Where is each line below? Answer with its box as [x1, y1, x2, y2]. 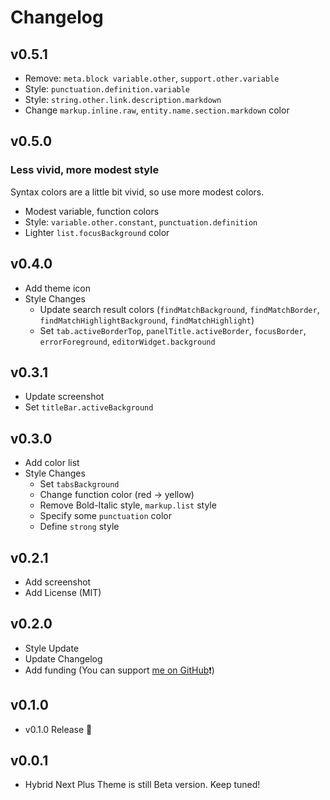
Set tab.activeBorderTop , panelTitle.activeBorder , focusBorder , [39, 324, 307, 336]
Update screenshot [24, 391, 105, 403]
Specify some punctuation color [39, 510, 172, 522]
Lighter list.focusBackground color [24, 226, 170, 238]
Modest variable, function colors [24, 205, 160, 217]
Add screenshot [24, 576, 92, 588]
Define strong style [39, 521, 120, 533]
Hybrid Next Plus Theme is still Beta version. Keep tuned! [24, 779, 261, 791]
